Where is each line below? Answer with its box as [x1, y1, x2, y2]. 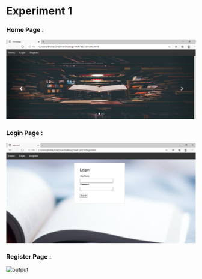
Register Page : [6, 252, 52, 260]
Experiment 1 [6, 4, 73, 18]
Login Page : [6, 129, 43, 137]
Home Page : [6, 26, 44, 34]
